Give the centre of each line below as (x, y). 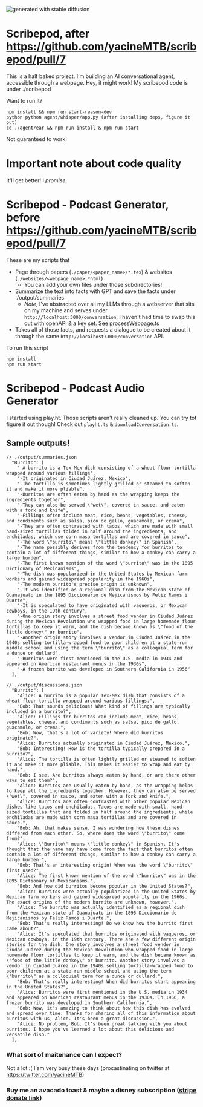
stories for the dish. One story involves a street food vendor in (93, 944)
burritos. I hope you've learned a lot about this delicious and (90, 1029)
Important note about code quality (94, 164)
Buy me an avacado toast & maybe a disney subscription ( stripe (101, 1090)
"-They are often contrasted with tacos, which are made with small (105, 526)
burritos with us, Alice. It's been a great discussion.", (82, 1019)
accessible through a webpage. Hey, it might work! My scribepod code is (97, 82)
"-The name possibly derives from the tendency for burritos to (100, 547)
